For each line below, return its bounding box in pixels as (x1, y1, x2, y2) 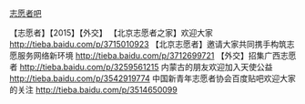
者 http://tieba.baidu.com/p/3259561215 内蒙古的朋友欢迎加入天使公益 (9, 62, 273, 72)
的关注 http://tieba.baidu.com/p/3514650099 (9, 85, 178, 95)
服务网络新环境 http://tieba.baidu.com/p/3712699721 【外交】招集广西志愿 (16, 50, 297, 61)
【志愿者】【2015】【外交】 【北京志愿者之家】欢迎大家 (9, 27, 214, 38)
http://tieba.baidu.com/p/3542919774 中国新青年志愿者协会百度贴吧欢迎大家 (9, 73, 296, 84)
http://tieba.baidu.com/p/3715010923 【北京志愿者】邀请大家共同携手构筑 (9, 39, 287, 49)
